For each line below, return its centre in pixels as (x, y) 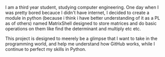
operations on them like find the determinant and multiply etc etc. (73, 29)
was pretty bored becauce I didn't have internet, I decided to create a (77, 13)
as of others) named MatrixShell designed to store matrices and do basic (81, 23)
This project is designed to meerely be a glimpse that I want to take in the (81, 38)
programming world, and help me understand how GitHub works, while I (80, 44)
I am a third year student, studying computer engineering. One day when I (82, 7)
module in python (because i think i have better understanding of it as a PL (83, 18)
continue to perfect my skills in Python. (46, 49)
